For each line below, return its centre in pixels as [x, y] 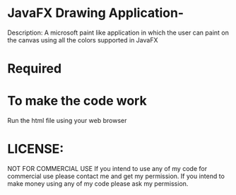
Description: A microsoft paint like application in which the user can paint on [118, 32]
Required [35, 69]
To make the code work [77, 101]
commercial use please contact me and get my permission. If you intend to [116, 176]
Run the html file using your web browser [67, 121]
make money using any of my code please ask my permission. [98, 184]
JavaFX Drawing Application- [96, 13]
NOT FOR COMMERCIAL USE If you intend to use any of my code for [107, 169]
